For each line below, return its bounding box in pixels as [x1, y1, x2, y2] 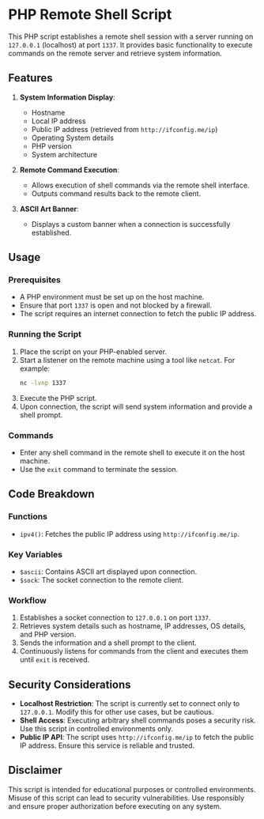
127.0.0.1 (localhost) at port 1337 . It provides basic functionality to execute [8, 40, 253, 49]
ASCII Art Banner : [19, 204, 79, 213]
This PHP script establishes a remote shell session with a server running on [8, 32, 254, 41]
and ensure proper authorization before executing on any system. [8, 801, 222, 811]
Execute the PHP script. [19, 393, 97, 402]
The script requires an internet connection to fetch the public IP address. [19, 309, 257, 319]
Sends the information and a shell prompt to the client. [19, 638, 197, 647]
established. [31, 228, 72, 237]
